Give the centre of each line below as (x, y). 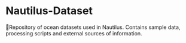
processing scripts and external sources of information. (74, 33)
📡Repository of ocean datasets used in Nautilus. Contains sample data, (93, 27)
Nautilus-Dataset (49, 11)
